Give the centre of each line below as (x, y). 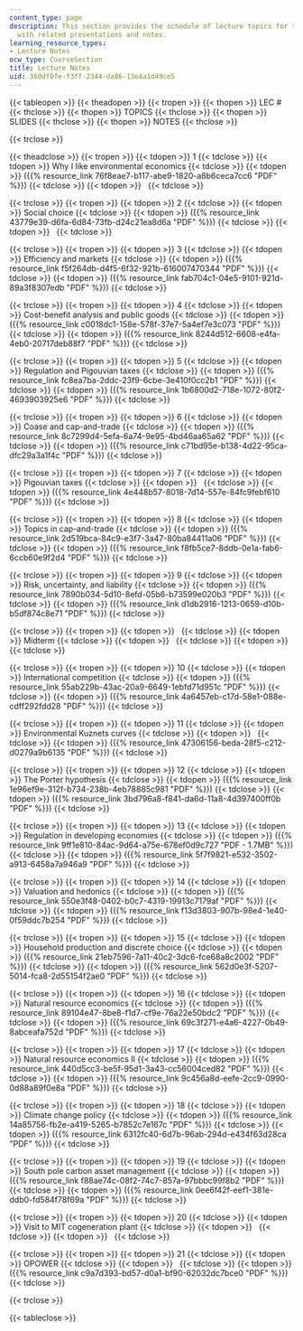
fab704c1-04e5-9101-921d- (232, 277)
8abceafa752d (37, 1032)
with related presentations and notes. (92, 34)
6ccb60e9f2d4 (37, 558)
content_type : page (46, 18)
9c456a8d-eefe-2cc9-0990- (235, 1078)
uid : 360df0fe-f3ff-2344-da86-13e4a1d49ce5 (92, 77)
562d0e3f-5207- (246, 966)
